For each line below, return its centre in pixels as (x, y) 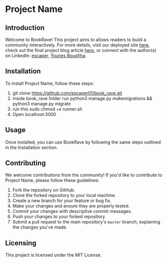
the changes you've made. (40, 227)
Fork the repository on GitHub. (44, 190)
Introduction (25, 28)
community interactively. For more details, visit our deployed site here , (77, 45)
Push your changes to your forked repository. (59, 216)
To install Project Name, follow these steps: (49, 83)
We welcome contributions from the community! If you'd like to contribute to (84, 175)
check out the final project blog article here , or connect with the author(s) (81, 50)
